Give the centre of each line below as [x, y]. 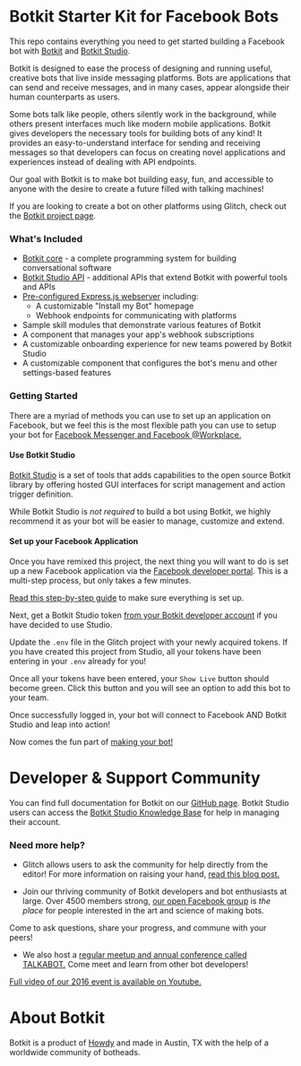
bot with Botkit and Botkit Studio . [70, 50]
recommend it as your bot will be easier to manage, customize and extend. [147, 521]
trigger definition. [41, 494]
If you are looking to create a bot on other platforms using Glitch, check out [148, 206]
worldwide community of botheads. [75, 1053]
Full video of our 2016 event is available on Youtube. [105, 982]
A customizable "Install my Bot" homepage [115, 306]
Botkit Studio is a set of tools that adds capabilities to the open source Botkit [150, 475]
